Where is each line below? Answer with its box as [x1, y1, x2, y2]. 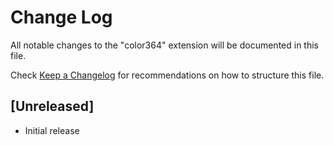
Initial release [24, 124, 80, 136]
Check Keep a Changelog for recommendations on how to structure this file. [10, 69, 325, 81]
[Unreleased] [10, 98, 95, 115]
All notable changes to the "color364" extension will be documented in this [10, 39, 319, 51]
